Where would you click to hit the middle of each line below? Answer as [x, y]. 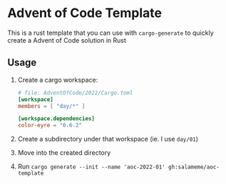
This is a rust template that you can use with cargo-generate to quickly [111, 33]
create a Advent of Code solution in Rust [67, 40]
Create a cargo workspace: [58, 80]
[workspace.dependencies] [56, 119]
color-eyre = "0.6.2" [50, 126]
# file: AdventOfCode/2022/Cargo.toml [75, 93]
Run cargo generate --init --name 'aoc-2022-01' [91, 167]
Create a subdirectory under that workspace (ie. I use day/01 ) [108, 139]
